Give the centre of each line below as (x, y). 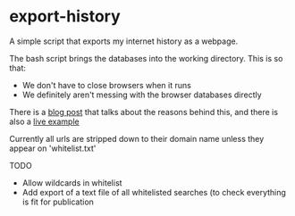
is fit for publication (58, 202)
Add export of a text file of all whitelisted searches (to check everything (154, 192)
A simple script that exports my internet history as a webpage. (124, 41)
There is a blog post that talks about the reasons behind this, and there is (144, 112)
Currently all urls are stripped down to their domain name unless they (137, 138)
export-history (65, 17)
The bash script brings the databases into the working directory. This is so (146, 58)
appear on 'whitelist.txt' (53, 148)
